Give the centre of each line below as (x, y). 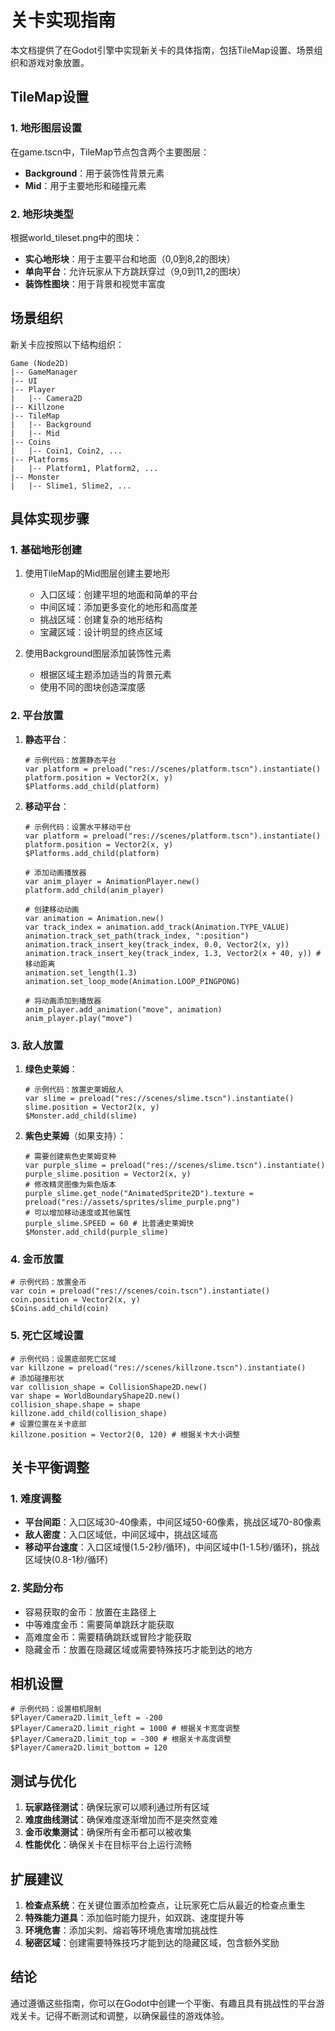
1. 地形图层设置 (46, 128)
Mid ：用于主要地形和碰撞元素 (85, 185)
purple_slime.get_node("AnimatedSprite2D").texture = (139, 1194)
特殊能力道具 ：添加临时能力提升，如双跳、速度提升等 (134, 1918)
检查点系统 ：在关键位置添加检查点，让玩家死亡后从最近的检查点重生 (165, 1905)
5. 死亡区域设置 (47, 1336)
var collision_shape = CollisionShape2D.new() (109, 1387)
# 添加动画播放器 (55, 872)
